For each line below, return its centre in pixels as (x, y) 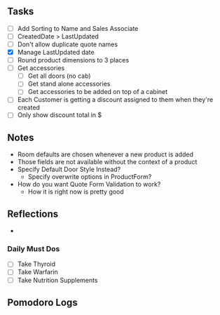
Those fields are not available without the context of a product (107, 162)
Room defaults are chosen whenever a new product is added (105, 154)
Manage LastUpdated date (56, 52)
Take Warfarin (37, 272)
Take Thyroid (36, 264)
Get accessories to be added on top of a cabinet (98, 92)
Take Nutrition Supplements (57, 280)
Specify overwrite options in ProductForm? (90, 177)
